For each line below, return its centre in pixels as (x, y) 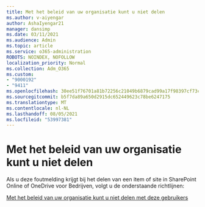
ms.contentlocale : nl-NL (38, 108)
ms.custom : (20, 74)
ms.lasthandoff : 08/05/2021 (42, 114)
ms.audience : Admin (31, 40)
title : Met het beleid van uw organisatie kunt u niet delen (86, 12)
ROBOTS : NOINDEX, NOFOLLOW (41, 57)
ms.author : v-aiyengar (35, 18)
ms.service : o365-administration (49, 52)
